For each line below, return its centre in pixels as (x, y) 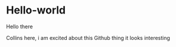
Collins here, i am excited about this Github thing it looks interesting (88, 38)
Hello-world (36, 10)
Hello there (19, 26)
